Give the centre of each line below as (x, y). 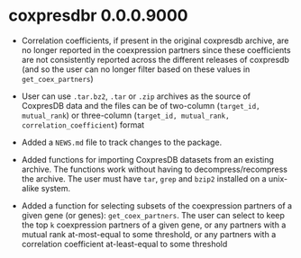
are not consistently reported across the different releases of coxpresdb (155, 59)
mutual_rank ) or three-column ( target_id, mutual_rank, (126, 115)
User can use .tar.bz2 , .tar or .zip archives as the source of (136, 96)
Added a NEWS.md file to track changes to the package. (122, 142)
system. (56, 188)
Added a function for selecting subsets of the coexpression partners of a (157, 205)
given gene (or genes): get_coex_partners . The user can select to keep (153, 215)
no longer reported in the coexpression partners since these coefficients (156, 49)
